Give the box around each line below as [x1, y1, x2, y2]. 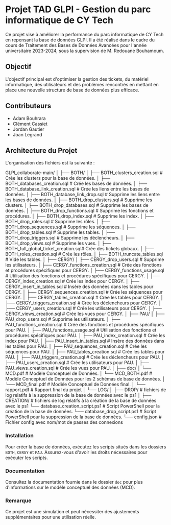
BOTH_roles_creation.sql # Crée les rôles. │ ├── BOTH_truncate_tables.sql [5, 251, 163, 257]
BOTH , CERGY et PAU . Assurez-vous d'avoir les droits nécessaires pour [5, 449, 148, 455]
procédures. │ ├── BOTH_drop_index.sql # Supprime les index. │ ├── [5, 213, 154, 219]
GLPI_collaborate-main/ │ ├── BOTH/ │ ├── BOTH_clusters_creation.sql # [5, 170, 163, 176]
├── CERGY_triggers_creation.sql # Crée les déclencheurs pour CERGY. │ [5, 300, 162, 306]
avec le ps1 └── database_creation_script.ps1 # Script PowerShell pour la [5, 403, 160, 409]
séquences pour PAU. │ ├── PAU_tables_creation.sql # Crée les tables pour [5, 349, 165, 355]
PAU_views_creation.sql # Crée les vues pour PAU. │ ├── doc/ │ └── [5, 365, 152, 371]
